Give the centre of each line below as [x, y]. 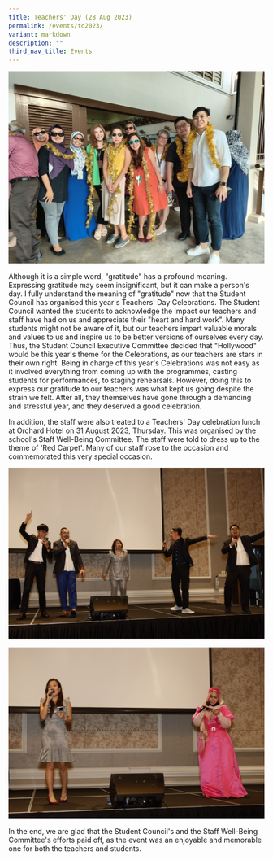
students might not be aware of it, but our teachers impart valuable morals [133, 329]
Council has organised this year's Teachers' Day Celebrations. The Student [134, 303]
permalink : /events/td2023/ [56, 26]
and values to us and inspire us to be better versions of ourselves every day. [136, 337]
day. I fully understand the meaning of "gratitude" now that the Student [127, 294]
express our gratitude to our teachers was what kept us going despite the [131, 389]
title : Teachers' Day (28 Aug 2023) [70, 17]
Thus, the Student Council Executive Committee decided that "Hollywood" [133, 346]
